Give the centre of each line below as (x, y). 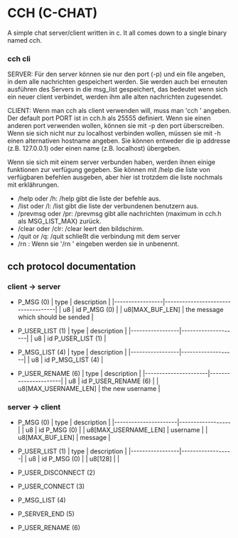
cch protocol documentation (72, 266)
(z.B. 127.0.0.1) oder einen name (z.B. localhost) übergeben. (94, 149)
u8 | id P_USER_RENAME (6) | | (114, 381)
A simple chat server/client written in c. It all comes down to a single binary (117, 33)
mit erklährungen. (33, 185)
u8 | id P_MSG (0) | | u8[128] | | (74, 459)
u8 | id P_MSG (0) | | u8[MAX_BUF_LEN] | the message (143, 309)
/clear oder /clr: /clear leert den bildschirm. (81, 229)
